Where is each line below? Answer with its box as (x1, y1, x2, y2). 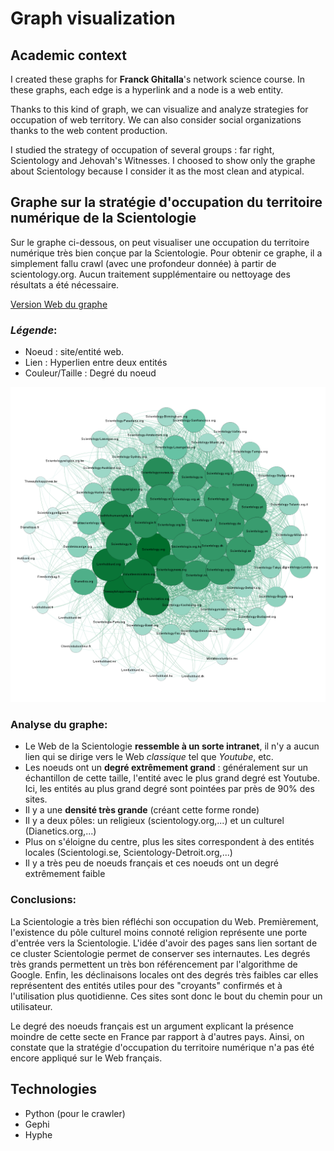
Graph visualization (10, 7, 176, 30)
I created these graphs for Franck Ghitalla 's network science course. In (10, 73, 306, 85)
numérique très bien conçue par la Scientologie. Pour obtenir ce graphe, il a (10, 247, 323, 259)
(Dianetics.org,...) (24, 825, 97, 837)
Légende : (10, 323, 58, 337)
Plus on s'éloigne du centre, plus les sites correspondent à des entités (24, 836, 315, 848)
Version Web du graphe (10, 298, 108, 310)
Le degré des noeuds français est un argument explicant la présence (10, 1020, 294, 1032)
